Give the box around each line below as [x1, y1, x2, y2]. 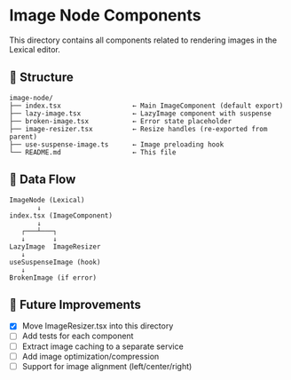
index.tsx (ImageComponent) [9, 210, 114, 220]
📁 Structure [9, 70, 74, 85]
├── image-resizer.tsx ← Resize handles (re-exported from [9, 124, 268, 133]
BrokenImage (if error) [9, 273, 98, 282]
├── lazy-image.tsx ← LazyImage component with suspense [9, 108, 272, 118]
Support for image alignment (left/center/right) [21, 360, 193, 371]
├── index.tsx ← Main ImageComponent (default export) [9, 101, 284, 110]
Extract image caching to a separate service [21, 341, 184, 352]
